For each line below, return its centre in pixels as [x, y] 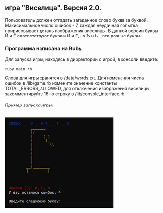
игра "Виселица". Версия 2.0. [53, 8]
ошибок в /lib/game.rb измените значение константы [61, 83]
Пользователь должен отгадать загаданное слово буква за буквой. [77, 20]
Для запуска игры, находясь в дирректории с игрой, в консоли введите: [82, 59]
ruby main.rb [19, 69]
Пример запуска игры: [29, 105]
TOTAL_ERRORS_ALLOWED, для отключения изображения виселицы [77, 89]
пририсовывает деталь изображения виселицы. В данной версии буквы [81, 30]
